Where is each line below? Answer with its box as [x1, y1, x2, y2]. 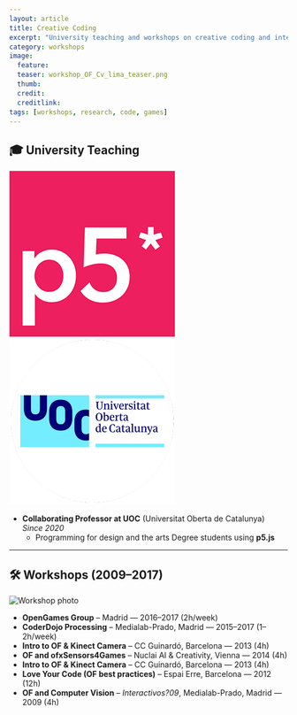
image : [9, 51, 34, 61]
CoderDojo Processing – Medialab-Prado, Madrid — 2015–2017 [21, 622, 255, 632]
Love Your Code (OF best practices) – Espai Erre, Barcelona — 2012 [21, 669, 271, 679]
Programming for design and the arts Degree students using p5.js [34, 532, 276, 543]
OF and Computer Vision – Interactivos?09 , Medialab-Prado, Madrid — [21, 688, 283, 698]
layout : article [9, 14, 69, 23]
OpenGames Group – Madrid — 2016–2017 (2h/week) [21, 612, 218, 623]
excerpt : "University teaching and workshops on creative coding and [9, 33, 271, 42]
